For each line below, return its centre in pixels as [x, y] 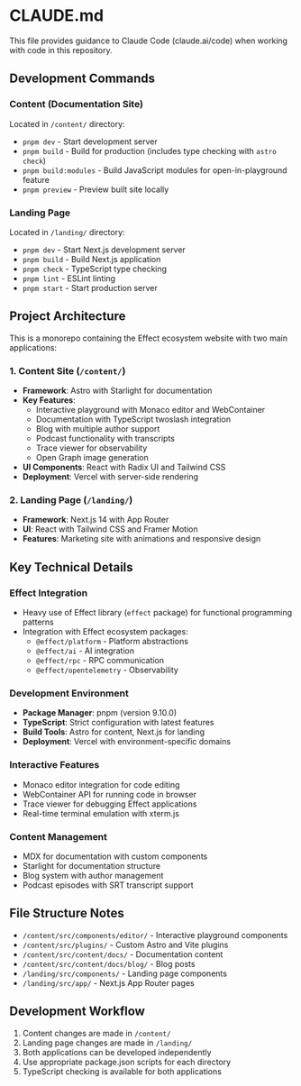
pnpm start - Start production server [90, 287]
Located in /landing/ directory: [67, 232]
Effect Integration [49, 593]
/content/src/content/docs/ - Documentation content [123, 954]
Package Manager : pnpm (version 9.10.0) [100, 713]
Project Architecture [68, 316]
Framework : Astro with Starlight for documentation [117, 391]
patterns [38, 622]
